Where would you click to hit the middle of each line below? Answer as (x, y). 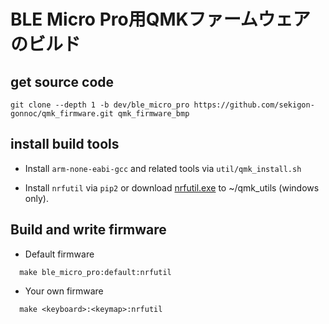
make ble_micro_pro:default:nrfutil (95, 272)
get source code (62, 81)
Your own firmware (64, 291)
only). (36, 198)
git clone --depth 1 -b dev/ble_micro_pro (100, 105)
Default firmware (59, 254)
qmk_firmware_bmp (153, 114)
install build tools (65, 144)
